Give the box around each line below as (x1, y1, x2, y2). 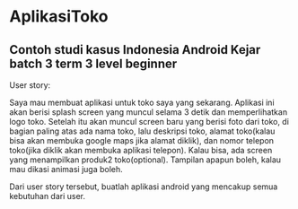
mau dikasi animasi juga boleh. (9, 164, 123, 174)
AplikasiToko (9, 6, 109, 27)
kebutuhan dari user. (9, 191, 86, 201)
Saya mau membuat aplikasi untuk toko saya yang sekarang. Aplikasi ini (9, 97, 276, 108)
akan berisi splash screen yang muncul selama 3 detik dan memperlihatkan (9, 107, 288, 118)
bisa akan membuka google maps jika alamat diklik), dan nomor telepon (9, 135, 275, 145)
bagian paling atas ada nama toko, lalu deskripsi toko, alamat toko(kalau (9, 126, 276, 136)
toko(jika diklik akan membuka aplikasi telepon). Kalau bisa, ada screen (9, 145, 273, 155)
